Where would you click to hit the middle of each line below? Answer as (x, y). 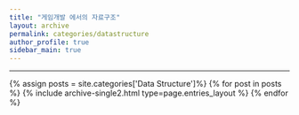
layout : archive (39, 26)
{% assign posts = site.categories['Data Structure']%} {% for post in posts (145, 84)
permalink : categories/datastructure (79, 34)
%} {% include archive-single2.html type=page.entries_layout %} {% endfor (149, 93)
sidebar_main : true (45, 50)
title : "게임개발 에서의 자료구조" (65, 17)
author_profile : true (49, 42)
